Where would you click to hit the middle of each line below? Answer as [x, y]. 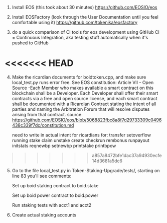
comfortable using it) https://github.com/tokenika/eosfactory [75, 22]
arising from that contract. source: [47, 114]
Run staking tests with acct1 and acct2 [52, 205]
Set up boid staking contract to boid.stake [55, 185]
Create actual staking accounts [44, 215]
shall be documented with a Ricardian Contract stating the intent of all [84, 104]
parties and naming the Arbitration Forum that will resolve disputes [81, 109]
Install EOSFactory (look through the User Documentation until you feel [85, 17]
